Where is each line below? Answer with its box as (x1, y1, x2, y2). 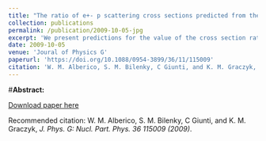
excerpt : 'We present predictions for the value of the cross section (8, 33, 246, 42)
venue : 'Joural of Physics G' (8, 48, 108, 56)
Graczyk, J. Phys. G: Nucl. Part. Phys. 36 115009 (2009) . (8, 124, 192, 133)
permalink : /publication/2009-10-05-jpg (8, 26, 144, 34)
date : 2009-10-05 (8, 41, 66, 49)
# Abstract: (8, 85, 45, 94)
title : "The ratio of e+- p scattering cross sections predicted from (8, 11, 246, 20)
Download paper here (8, 100, 79, 109)
